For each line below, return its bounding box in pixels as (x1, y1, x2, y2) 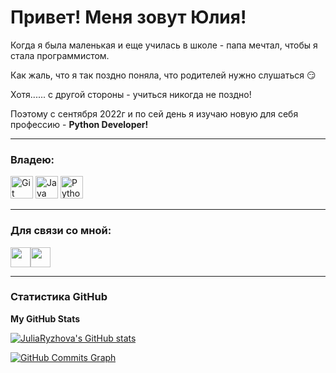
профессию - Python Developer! (10, 118, 149, 130)
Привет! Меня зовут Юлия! (10, 6, 247, 29)
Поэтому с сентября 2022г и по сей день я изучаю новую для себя (10, 107, 299, 120)
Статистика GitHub (10, 290, 108, 304)
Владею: (10, 152, 55, 166)
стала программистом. (10, 49, 110, 61)
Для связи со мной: (10, 224, 112, 238)
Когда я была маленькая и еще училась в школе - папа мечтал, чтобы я (10, 39, 318, 51)
